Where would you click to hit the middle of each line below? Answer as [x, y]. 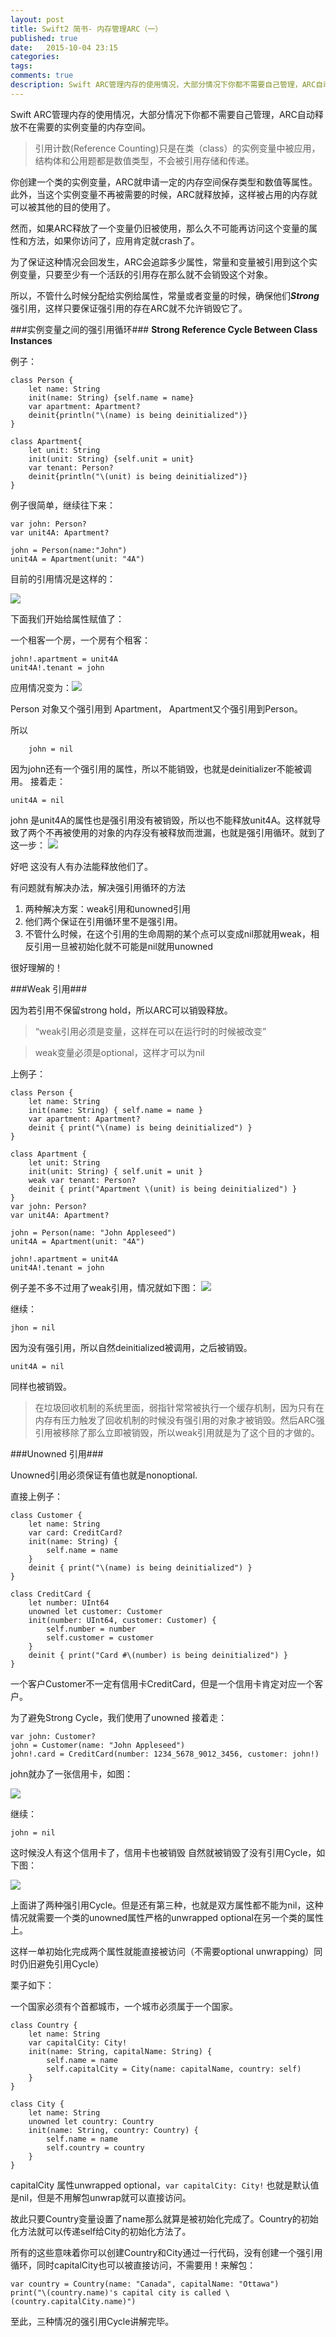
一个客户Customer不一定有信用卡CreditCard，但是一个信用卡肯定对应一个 [162, 1683]
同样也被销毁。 [41, 1386]
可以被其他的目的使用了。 [63, 207]
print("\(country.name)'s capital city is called [116, 2292]
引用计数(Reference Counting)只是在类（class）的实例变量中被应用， [177, 148]
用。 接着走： [38, 781]
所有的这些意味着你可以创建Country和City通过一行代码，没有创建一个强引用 [166, 2252]
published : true [44, 38]
